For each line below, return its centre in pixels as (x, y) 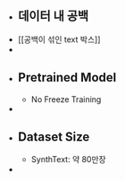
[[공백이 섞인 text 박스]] (59, 39)
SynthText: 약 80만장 (68, 159)
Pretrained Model (67, 78)
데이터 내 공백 (53, 16)
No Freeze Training (66, 99)
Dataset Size (54, 137)
